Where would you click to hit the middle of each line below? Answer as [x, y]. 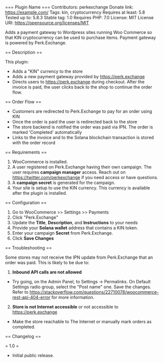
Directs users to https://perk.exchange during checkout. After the [78, 82]
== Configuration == [26, 203]
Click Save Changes [33, 238]
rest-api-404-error [31, 297]
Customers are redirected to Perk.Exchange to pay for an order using [82, 111]
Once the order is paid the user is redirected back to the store [75, 122]
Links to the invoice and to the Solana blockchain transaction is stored [83, 137]
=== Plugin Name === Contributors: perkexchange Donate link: [69, 7]
